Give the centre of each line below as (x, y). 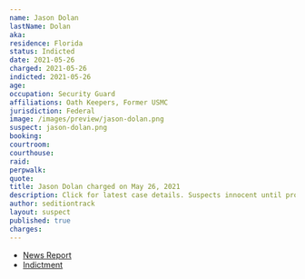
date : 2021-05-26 (42, 60)
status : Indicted (42, 52)
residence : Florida (46, 43)
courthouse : (32, 153)
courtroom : (30, 144)
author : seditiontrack (52, 204)
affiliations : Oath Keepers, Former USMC (89, 102)
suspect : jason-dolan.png (58, 128)
